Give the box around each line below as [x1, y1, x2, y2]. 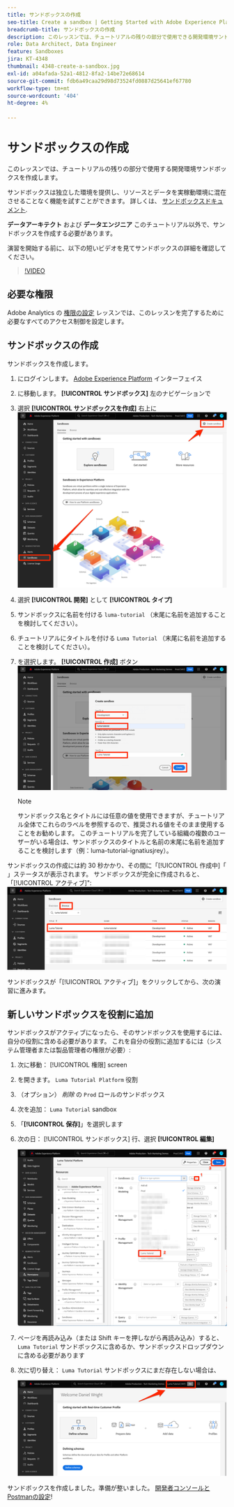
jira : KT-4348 [7, 56, 49, 63]
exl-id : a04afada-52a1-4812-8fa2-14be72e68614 [7, 70, 145, 77]
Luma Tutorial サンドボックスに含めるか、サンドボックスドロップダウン [17, 1342, 224, 1351]
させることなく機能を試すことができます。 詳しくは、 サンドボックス [7, 196, 205, 205]
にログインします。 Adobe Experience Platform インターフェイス [17, 374, 203, 383]
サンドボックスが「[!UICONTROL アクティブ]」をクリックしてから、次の [7, 977, 215, 986]
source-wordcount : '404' [7, 92, 79, 99]
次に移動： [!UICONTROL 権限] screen [17, 1061, 127, 1069]
